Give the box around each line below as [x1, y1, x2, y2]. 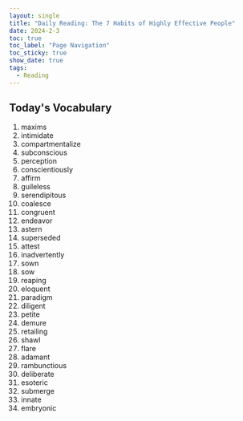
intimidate [20, 131, 55, 140]
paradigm [20, 293, 53, 302]
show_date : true [9, 57, 63, 65]
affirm [20, 173, 41, 183]
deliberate [20, 370, 55, 379]
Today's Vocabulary [9, 101, 112, 115]
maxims [20, 122, 47, 132]
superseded [20, 233, 61, 243]
